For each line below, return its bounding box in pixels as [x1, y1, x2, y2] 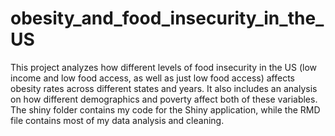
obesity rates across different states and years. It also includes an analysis [10, 82, 318, 94]
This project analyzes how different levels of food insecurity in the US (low [10, 61, 318, 73]
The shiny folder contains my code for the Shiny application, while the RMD [10, 103, 321, 116]
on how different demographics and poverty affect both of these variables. [10, 93, 318, 105]
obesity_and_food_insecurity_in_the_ [10, 7, 325, 30]
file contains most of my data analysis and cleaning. [10, 114, 225, 126]
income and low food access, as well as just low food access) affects [10, 72, 295, 84]
